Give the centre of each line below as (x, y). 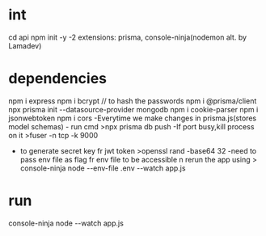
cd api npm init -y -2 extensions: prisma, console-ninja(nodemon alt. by (128, 37)
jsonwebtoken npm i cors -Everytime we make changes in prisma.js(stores (133, 118)
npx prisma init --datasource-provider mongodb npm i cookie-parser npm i (133, 109)
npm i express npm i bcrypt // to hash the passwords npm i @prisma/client (133, 101)
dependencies (58, 79)
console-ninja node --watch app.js (66, 223)
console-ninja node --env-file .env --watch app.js (103, 168)
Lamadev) (25, 45)
